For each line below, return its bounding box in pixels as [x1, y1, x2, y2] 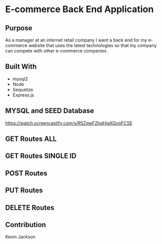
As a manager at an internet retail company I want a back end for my [5, 37, 147, 43]
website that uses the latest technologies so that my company [28, 42, 157, 48]
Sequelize [12, 86, 34, 92]
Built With [5, 62, 37, 71]
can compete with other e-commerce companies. [5, 48, 108, 54]
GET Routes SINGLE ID [5, 152, 76, 160]
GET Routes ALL [5, 135, 57, 143]
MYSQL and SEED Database [5, 107, 94, 115]
